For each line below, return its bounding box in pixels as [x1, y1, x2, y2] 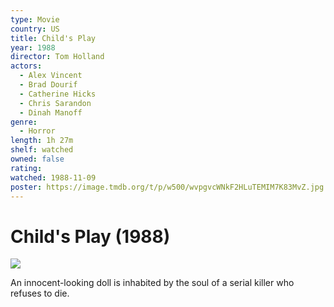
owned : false [10, 154, 65, 164]
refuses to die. [10, 287, 70, 300]
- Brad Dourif [19, 80, 78, 90]
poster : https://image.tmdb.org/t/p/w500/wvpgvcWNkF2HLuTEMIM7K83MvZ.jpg [10, 182, 325, 192]
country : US [10, 24, 60, 34]
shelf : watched [10, 145, 74, 155]
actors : [10, 61, 43, 71]
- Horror [19, 126, 56, 136]
